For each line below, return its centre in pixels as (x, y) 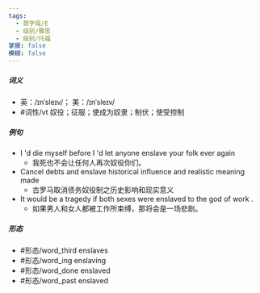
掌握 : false (27, 46)
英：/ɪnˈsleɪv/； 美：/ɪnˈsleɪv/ (67, 102)
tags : (17, 16)
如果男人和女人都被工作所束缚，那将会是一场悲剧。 (117, 208)
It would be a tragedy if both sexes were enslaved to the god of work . (136, 199)
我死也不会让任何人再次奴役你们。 (89, 162)
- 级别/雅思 (33, 31)
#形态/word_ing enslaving (63, 260)
